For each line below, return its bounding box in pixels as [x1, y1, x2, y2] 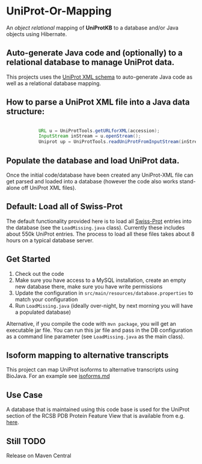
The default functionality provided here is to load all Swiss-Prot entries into [6, 218, 192, 225]
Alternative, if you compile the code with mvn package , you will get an [6, 320, 176, 327]
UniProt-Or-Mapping [6, 4, 112, 18]
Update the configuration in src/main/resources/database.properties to [14, 289, 194, 296]
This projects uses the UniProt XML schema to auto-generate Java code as [6, 73, 193, 81]
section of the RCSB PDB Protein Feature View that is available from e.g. [6, 412, 185, 420]
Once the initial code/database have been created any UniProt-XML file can [6, 171, 194, 179]
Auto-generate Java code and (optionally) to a [6, 48, 183, 58]
